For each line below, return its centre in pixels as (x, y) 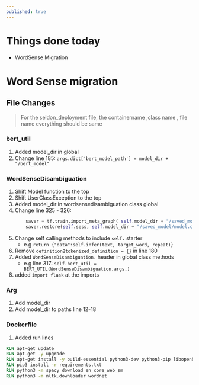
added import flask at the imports (57, 275)
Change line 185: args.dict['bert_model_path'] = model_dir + (92, 158)
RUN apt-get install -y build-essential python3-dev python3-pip (88, 360)
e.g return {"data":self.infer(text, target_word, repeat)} (98, 244)
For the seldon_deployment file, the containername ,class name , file (104, 117)
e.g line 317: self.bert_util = (60, 263)
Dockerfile (22, 325)
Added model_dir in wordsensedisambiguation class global (86, 204)
